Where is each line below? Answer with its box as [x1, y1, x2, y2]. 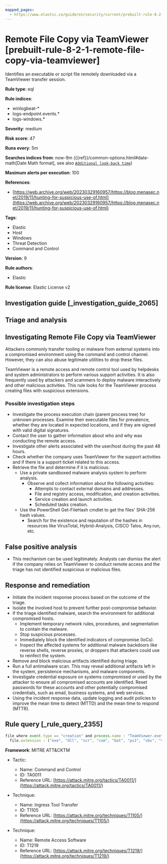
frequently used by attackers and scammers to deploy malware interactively [5, 377, 161, 383]
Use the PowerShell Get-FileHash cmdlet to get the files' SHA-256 [19, 507, 156, 513]
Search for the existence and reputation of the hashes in [27, 517, 143, 523]
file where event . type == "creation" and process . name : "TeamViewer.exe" [5, 733, 164, 738]
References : [5, 179, 31, 185]
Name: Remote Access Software [19, 837, 86, 843]
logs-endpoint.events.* [12, 111, 60, 117]
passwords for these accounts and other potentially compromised [12, 684, 148, 690]
